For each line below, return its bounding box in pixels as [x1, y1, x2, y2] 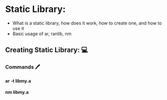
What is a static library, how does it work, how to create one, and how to [12, 20, 162, 26]
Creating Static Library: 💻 [5, 46, 88, 54]
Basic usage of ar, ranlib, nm [12, 30, 72, 36]
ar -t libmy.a [5, 77, 31, 83]
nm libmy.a [5, 89, 29, 95]
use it [12, 25, 24, 31]
